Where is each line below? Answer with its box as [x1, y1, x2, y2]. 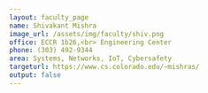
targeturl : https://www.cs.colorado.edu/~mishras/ [9, 63, 200, 72]
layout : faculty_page [9, 12, 89, 22]
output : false [9, 71, 62, 80]
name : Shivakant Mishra [9, 21, 97, 30]
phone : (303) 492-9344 [9, 46, 93, 55]
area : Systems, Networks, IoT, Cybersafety [9, 54, 173, 63]
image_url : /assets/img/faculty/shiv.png [9, 29, 165, 38]
